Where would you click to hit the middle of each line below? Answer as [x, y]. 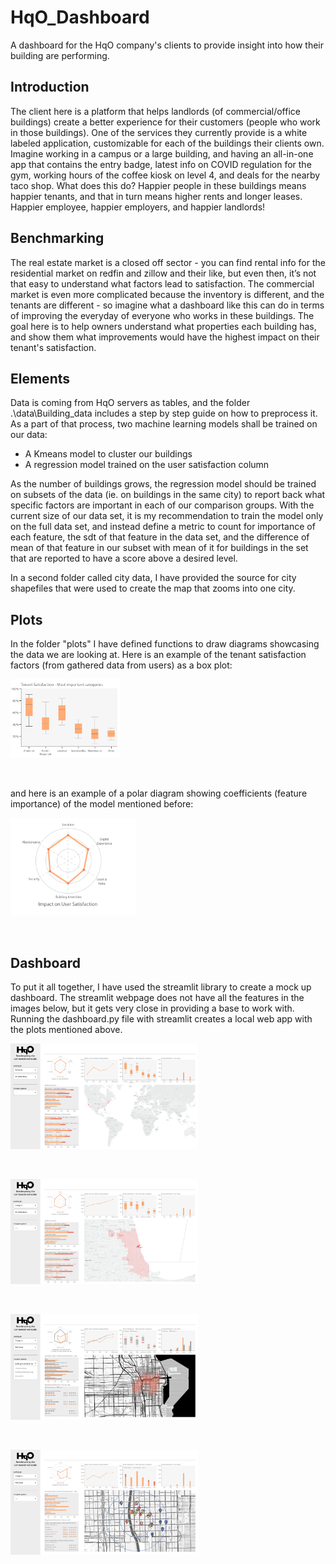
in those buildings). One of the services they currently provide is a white [159, 132]
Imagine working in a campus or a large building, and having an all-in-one [162, 153]
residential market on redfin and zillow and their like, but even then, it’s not [163, 273]
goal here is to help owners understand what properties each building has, [163, 326]
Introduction [50, 87]
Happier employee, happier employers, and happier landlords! [138, 207]
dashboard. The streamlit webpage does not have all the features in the [157, 998]
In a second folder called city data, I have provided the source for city [153, 578]
